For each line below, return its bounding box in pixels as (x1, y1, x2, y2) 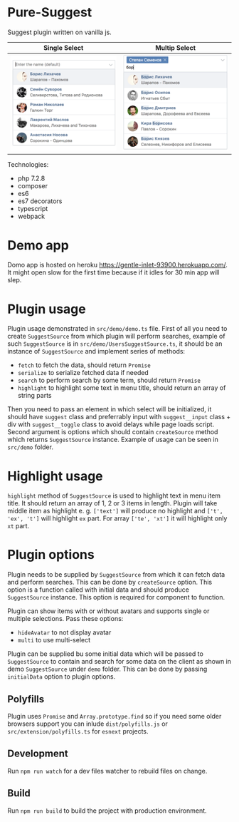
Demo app (7, 237, 69, 253)
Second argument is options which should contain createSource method (7, 428, 218, 436)
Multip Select (155, 43, 196, 52)
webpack (17, 212, 45, 221)
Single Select (43, 43, 84, 52)
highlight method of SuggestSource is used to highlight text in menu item (7, 491, 221, 500)
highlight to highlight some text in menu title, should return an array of (17, 384, 226, 392)
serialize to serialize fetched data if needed (17, 369, 149, 377)
